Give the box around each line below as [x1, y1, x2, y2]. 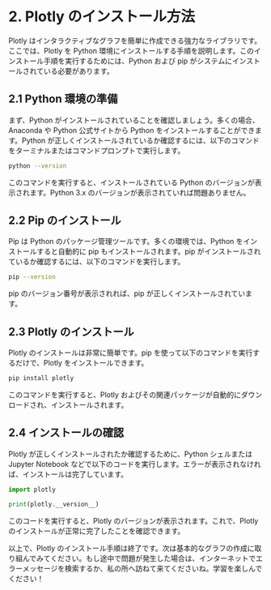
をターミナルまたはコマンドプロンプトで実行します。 [8, 145, 185, 155]
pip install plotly [8, 374, 74, 383]
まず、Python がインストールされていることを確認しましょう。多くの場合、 [8, 115, 260, 125]
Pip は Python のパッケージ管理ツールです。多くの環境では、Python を [8, 237, 244, 246]
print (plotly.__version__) [8, 500, 100, 508]
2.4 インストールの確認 [8, 426, 124, 440]
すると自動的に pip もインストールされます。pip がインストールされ [36, 246, 261, 256]
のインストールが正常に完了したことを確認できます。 [8, 526, 185, 536]
